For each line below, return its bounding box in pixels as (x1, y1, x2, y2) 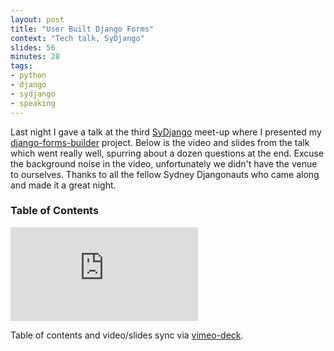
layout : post (10, 14, 65, 25)
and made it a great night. (10, 179, 117, 191)
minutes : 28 (10, 52, 60, 62)
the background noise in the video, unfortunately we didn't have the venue (10, 157, 318, 170)
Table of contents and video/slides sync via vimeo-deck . (10, 329, 244, 341)
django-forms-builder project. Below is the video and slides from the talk (10, 136, 310, 148)
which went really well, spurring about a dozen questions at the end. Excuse (10, 147, 325, 159)
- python (10, 71, 47, 81)
